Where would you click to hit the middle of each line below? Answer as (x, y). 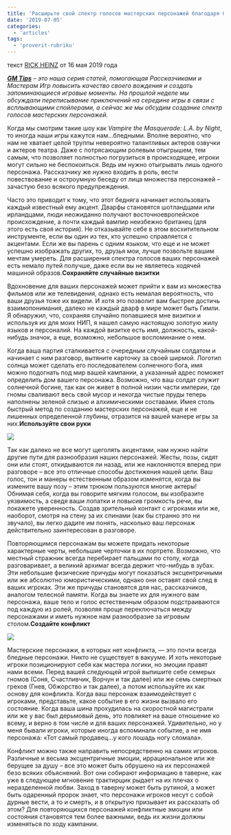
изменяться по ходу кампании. (53, 824)
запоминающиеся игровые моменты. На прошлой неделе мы (98, 93)
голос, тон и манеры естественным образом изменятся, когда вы (104, 479)
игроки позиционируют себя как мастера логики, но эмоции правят (108, 665)
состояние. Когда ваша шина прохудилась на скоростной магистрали (110, 708)
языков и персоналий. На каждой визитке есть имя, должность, (102, 330)
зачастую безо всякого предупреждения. (68, 187)
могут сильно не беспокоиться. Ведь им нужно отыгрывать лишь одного (115, 165)
